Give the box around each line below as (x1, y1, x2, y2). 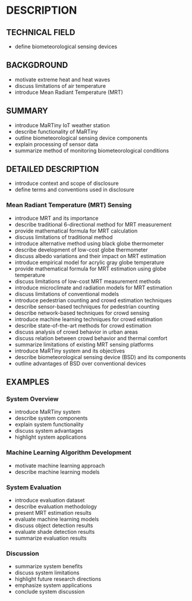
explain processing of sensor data (14, 140, 99, 147)
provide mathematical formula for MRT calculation (14, 227, 138, 234)
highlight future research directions (14, 575, 102, 583)
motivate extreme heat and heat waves (14, 75, 111, 83)
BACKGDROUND (6, 60, 68, 70)
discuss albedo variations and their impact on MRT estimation (14, 252, 166, 259)
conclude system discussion (14, 588, 85, 595)
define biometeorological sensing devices (14, 43, 118, 50)
